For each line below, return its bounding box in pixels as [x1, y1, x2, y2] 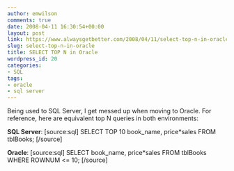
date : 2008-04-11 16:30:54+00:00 [7, 23, 104, 30]
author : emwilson [7, 10, 58, 17]
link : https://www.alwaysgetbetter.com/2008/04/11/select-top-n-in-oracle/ [7, 36, 232, 43]
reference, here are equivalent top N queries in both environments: [7, 114, 198, 122]
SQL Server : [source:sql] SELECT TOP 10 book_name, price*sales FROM [7, 128, 216, 136]
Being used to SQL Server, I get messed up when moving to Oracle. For [7, 107, 212, 115]
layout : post [7, 29, 45, 37]
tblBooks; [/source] [7, 135, 63, 143]
